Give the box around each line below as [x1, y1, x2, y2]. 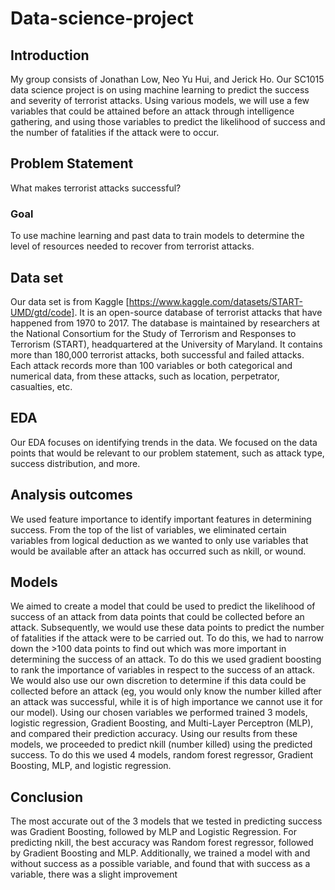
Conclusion [10, 788, 84, 806]
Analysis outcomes [10, 487, 133, 504]
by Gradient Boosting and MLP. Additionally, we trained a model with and [10, 847, 311, 859]
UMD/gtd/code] [10, 306, 75, 318]
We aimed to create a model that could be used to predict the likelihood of [10, 600, 316, 612]
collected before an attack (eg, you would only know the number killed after [10, 685, 322, 697]
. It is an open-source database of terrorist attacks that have [74, 306, 323, 318]
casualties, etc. [10, 380, 73, 392]
